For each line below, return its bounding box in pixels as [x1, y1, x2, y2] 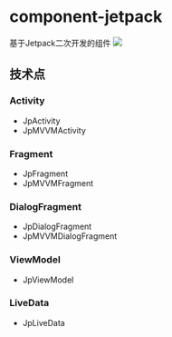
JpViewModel [22, 274, 74, 285]
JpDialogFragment [22, 221, 92, 233]
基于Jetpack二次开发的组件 [9, 37, 111, 48]
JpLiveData [22, 317, 65, 328]
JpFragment [22, 168, 69, 179]
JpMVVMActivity [22, 124, 86, 135]
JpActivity [22, 115, 61, 126]
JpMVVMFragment [22, 177, 94, 188]
